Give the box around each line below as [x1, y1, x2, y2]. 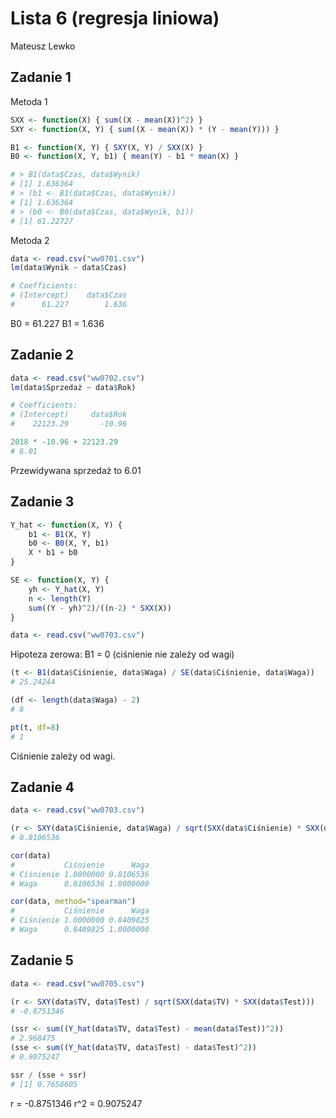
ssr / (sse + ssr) [10, 1070, 87, 1080]
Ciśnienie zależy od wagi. [10, 750, 116, 762]
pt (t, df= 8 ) [10, 722, 60, 732]
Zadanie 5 [10, 952, 74, 969]
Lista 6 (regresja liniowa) [10, 7, 220, 30]
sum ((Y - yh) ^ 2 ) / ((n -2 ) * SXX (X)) [28, 603, 172, 613]
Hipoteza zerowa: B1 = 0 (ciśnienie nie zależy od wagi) [10, 648, 235, 661]
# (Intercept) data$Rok [10, 410, 128, 420]
